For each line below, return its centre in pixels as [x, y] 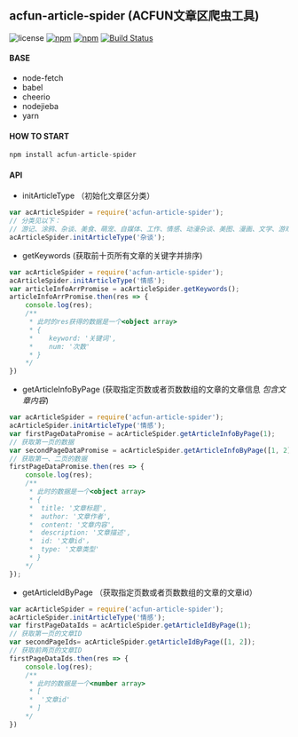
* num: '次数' [59, 346]
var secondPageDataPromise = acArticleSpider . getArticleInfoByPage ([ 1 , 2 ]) [152, 450]
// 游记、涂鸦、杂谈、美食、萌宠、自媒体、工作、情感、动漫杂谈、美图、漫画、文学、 [144, 229]
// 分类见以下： [35, 221]
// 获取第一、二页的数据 [48, 459]
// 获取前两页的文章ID [46, 651]
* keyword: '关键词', [73, 338]
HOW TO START [39, 136]
